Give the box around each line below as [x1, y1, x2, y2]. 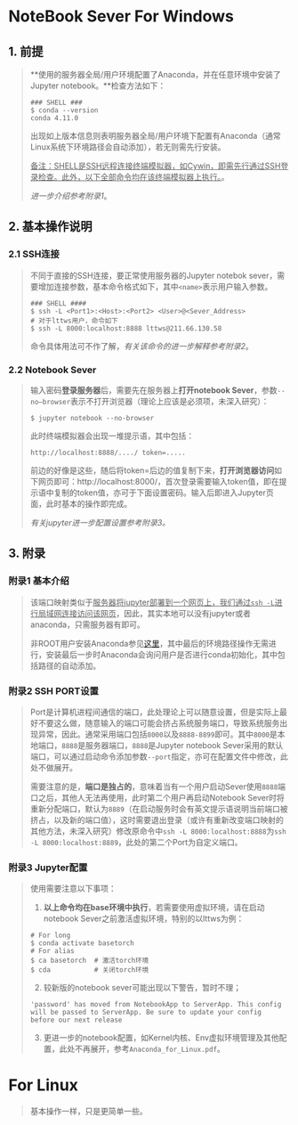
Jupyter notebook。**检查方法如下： [29, 80, 166, 91]
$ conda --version [29, 106, 99, 115]
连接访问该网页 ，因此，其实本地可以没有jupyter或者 [60, 607, 251, 618]
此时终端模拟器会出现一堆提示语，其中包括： [29, 430, 195, 441]
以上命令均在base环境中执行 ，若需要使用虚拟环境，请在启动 [43, 902, 265, 913]
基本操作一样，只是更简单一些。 [29, 1106, 148, 1117]
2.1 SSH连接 [8, 248, 60, 260]
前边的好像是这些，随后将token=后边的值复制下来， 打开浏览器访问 [29, 465, 275, 476]
